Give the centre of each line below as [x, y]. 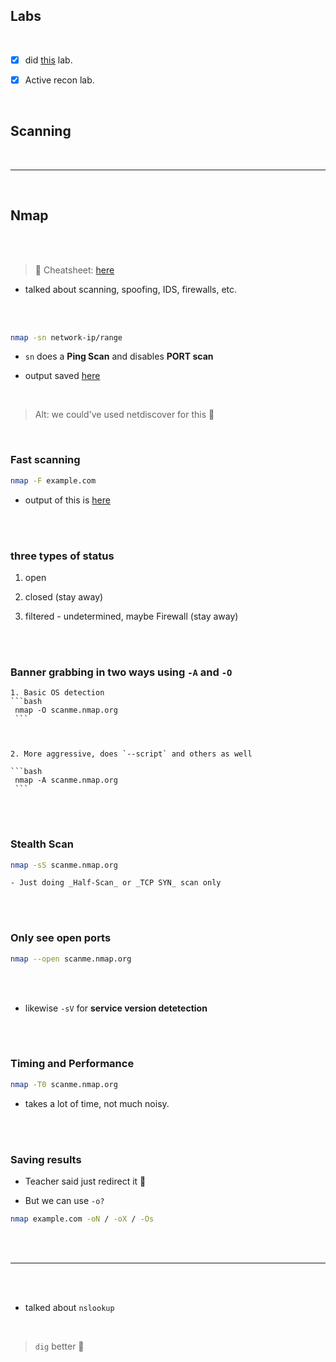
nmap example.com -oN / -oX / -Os [82, 1219]
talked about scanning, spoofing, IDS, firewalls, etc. [131, 289]
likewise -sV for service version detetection [116, 1008]
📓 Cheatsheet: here [74, 270]
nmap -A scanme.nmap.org [66, 780]
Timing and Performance [72, 1064]
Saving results [46, 1159]
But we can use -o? [64, 1201]
